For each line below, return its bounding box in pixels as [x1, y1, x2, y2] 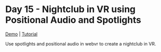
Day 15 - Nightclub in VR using [5, 4, 136, 15]
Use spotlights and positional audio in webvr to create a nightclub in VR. [5, 40, 156, 46]
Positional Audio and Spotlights [5, 14, 142, 26]
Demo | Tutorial [5, 31, 38, 37]
